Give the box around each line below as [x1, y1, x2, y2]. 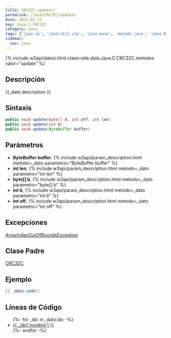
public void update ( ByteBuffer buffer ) [5, 126, 91, 132]
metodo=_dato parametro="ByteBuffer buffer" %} [12, 160, 118, 166]
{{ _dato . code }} [5, 289, 40, 294]
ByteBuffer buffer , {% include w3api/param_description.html [12, 154, 142, 160]
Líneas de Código [5, 303, 62, 311]
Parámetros [5, 141, 44, 150]
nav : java [10, 41, 31, 46]
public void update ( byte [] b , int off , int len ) [5, 117, 111, 122]
